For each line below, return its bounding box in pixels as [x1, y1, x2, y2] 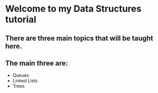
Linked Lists [12, 78, 38, 84]
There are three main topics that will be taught [5, 34, 153, 42]
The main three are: [5, 59, 68, 67]
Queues [12, 72, 29, 78]
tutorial [5, 14, 36, 25]
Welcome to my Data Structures [5, 3, 142, 15]
